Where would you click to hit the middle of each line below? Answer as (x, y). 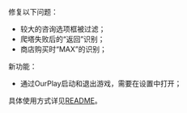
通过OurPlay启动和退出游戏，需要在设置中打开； (101, 84)
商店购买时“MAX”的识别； (63, 49)
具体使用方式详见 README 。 (55, 100)
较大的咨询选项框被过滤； (63, 29)
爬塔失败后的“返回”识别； (62, 39)
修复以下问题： (33, 12)
